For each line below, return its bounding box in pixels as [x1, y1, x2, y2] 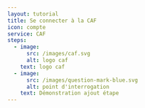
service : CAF [7, 30, 46, 38]
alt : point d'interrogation [26, 83, 110, 90]
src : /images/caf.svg [26, 50, 91, 58]
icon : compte [7, 23, 46, 31]
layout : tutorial [7, 10, 59, 18]
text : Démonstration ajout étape [20, 90, 119, 97]
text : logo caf [20, 63, 65, 70]
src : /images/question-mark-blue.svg [26, 76, 139, 84]
